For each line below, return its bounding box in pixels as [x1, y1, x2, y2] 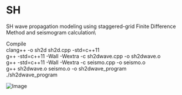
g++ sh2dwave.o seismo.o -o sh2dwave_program [6, 65, 127, 72]
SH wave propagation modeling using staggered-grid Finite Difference [6, 23, 176, 30]
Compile [6, 40, 26, 47]
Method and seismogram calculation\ [6, 29, 96, 36]
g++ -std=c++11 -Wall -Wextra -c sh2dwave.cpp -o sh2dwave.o [6, 52, 161, 59]
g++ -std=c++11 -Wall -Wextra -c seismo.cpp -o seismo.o [6, 59, 146, 66]
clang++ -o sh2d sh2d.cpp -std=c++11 [6, 46, 100, 53]
